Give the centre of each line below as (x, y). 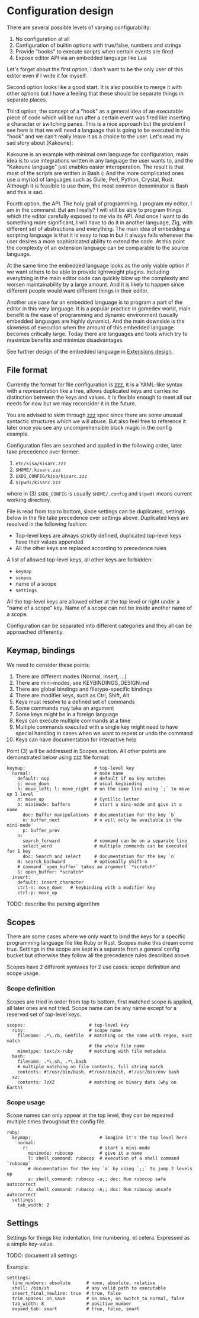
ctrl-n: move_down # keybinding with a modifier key (86, 887)
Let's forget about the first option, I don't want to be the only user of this (95, 69)
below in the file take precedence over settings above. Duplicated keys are (98, 517)
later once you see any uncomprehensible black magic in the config (89, 427)
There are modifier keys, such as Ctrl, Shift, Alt (72, 695)
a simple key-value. (31, 1244)
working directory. (29, 500)
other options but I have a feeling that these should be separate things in (95, 93)
